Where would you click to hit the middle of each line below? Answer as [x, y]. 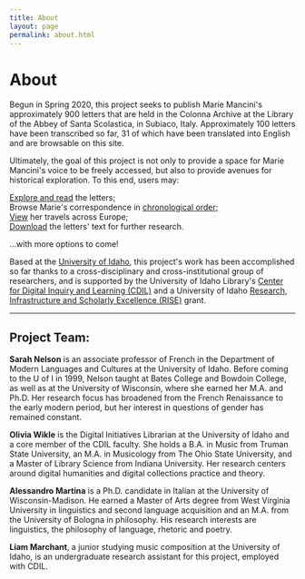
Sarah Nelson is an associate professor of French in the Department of [142, 359]
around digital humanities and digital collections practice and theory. [138, 474]
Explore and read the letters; [63, 198]
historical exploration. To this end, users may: [94, 180]
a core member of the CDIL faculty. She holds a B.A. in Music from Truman [149, 445]
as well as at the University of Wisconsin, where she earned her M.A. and [147, 388]
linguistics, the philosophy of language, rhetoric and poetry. [121, 530]
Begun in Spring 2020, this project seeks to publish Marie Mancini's [136, 104]
